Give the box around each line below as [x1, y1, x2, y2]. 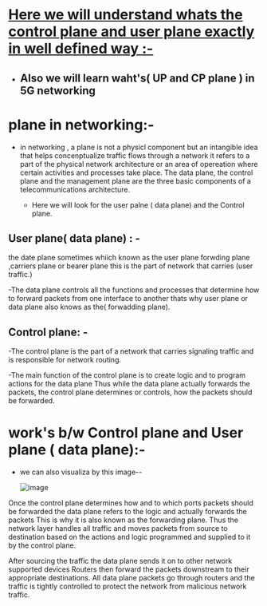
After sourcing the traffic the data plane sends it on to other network [8, 556, 233, 566]
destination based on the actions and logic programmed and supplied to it [8, 533, 251, 542]
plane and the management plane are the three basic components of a [19, 176, 251, 185]
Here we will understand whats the [8, 6, 243, 24]
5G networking [19, 84, 96, 97]
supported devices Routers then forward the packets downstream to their [8, 564, 249, 574]
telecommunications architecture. [19, 184, 131, 194]
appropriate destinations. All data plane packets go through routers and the [8, 573, 255, 583]
